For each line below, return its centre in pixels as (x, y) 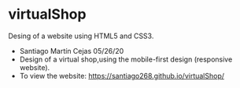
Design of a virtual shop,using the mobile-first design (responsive (126, 59)
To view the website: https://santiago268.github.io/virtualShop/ (122, 76)
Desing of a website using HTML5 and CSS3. (81, 36)
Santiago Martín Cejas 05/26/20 (72, 51)
